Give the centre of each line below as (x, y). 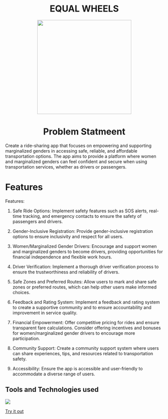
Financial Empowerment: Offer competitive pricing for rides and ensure (86, 322)
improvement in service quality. (45, 313)
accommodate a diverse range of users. (54, 374)
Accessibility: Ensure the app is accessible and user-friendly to (77, 368)
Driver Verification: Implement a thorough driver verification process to (86, 266)
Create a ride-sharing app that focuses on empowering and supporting (78, 146)
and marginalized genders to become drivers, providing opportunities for (88, 251)
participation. (26, 338)
